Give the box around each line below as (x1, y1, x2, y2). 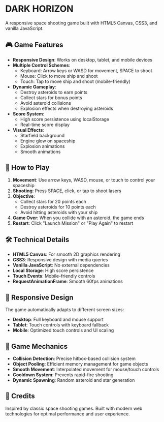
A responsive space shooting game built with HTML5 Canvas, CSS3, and (5, 20, 157, 26)
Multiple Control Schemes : (12, 62, 71, 68)
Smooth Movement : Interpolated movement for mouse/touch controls (12, 367, 159, 372)
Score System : (12, 110, 45, 117)
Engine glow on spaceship (20, 138, 76, 144)
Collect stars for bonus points (20, 95, 82, 101)
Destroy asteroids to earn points (20, 89, 88, 95)
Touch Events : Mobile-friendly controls (12, 273, 95, 279)
